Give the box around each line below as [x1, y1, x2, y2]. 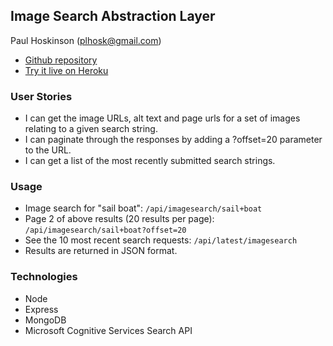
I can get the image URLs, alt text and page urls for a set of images [24, 112, 301, 124]
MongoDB [24, 314, 67, 326]
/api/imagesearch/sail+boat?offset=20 [24, 225, 187, 236]
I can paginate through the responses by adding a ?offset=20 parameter [24, 134, 323, 146]
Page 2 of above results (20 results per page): [24, 213, 215, 225]
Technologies [10, 270, 78, 284]
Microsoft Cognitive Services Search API [24, 324, 193, 336]
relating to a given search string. [24, 123, 158, 135]
